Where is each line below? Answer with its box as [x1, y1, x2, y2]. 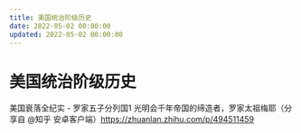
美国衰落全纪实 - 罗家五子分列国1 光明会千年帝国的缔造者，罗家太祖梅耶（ [9, 102, 285, 113]
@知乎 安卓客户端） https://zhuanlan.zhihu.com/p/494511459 [26, 114, 255, 125]
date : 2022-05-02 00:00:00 [9, 22, 111, 31]
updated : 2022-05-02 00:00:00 [9, 30, 124, 39]
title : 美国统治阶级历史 [9, 13, 92, 22]
